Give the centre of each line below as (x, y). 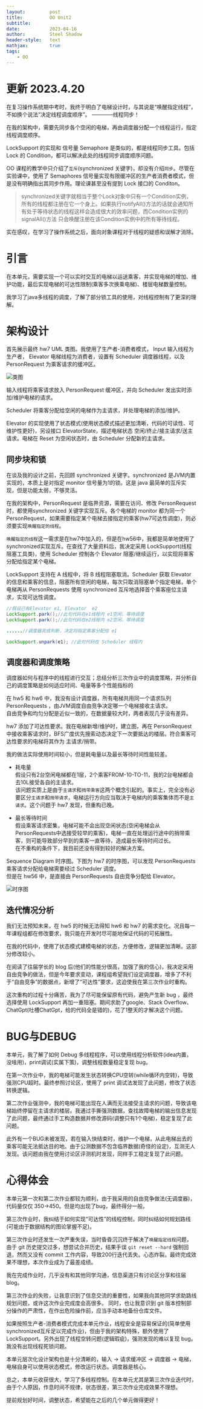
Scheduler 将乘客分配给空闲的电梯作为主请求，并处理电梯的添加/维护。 (95, 410)
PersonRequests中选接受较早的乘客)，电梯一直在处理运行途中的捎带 (100, 833)
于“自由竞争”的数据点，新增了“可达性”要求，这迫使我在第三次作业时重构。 (98, 982)
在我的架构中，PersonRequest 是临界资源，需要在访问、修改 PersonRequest (101, 503)
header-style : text (34, 40)
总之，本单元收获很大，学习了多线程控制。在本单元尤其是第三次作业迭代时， (101, 1380)
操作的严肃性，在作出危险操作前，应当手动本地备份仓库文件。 (88, 1311)
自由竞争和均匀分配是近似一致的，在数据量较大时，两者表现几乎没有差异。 (99, 713)
